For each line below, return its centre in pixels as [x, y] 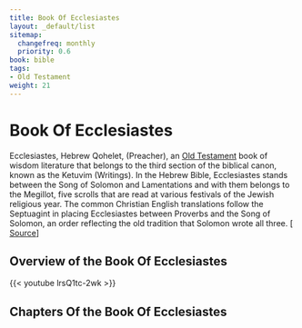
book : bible [32, 60]
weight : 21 [30, 85]
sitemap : [26, 35]
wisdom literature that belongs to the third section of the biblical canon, [143, 165]
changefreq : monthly [56, 43]
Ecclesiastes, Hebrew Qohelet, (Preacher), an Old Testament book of [139, 155]
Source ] [24, 233]
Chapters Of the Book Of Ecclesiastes [118, 311]
